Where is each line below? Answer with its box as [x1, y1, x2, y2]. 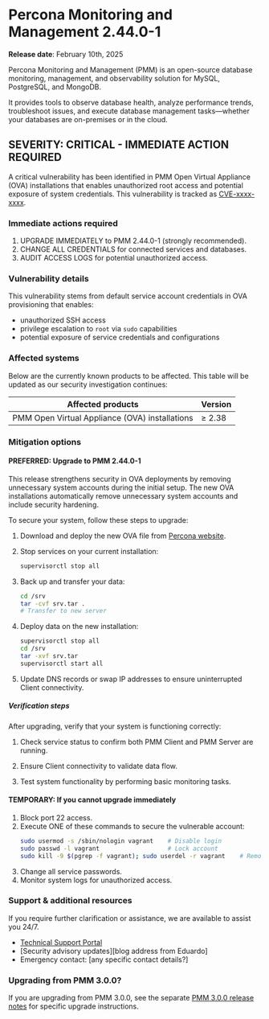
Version [201, 398, 232, 409]
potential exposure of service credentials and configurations [19, 332, 220, 343]
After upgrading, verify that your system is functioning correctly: [8, 721, 222, 731]
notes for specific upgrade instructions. [8, 1001, 139, 1011]
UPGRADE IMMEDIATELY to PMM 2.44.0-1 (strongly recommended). [19, 236, 247, 246]
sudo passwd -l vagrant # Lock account [19, 844, 218, 853]
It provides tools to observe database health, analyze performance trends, [8, 97, 255, 107]
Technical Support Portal [19, 937, 103, 947]
